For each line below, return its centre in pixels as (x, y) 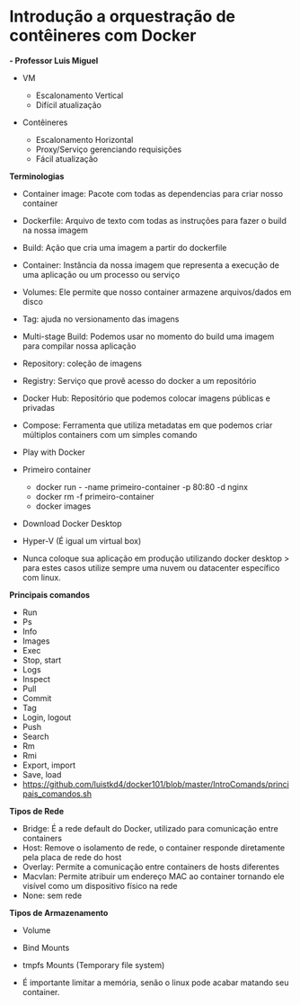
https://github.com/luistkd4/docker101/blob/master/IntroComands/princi (155, 784)
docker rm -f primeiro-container (95, 496)
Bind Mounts (46, 947)
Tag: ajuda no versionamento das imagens (101, 319)
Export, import (49, 765)
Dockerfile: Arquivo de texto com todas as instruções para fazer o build (154, 220)
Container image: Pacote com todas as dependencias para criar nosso (153, 193)
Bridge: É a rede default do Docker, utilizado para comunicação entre (150, 828)
